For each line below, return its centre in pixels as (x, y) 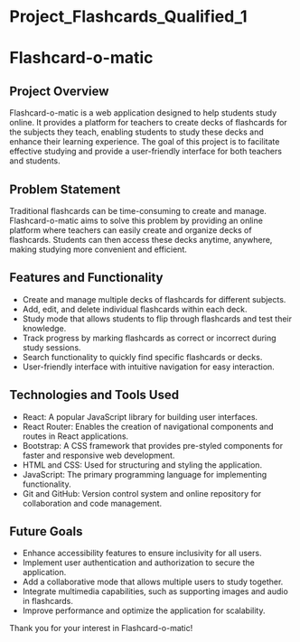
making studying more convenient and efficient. (98, 249)
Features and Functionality (86, 278)
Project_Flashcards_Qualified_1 (128, 17)
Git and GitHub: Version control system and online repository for (142, 493)
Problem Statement (65, 189)
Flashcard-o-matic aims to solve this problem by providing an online (136, 220)
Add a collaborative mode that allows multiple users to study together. (153, 582)
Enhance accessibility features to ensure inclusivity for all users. (142, 554)
